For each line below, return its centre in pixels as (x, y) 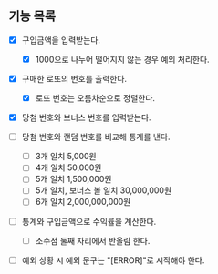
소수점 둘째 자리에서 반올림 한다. (93, 240)
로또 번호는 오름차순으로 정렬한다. (95, 98)
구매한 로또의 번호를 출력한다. (74, 78)
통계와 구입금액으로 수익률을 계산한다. (89, 221)
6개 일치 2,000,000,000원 (83, 202)
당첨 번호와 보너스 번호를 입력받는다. (86, 117)
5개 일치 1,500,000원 (73, 179)
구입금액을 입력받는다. (61, 40)
